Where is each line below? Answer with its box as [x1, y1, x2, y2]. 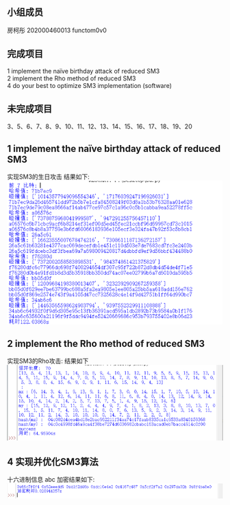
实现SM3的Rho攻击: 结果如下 [7, 357, 89, 366]
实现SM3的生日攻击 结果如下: [7, 172, 90, 181]
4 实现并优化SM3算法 [7, 456, 99, 467]
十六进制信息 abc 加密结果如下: [7, 475, 95, 484]
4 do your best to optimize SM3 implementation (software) [7, 81, 172, 89]
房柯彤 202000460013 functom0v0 [7, 26, 107, 34]
